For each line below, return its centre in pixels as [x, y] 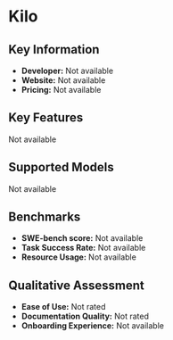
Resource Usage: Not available [79, 257]
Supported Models [61, 167]
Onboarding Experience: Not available [92, 326]
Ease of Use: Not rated [63, 307]
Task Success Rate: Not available [83, 248]
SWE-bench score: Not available [82, 238]
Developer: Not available [67, 70]
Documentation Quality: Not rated [85, 316]
